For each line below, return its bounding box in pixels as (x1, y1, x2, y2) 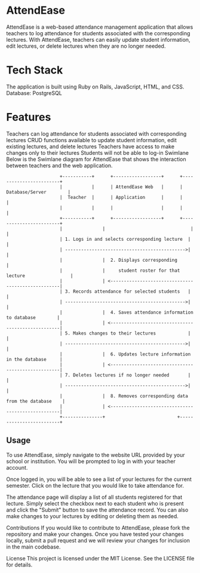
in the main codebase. (6, 543, 61, 550)
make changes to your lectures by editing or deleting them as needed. (6, 512, 179, 520)
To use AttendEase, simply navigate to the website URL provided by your (6, 451, 185, 458)
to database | (6, 314, 60, 320)
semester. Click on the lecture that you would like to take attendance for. (6, 482, 184, 489)
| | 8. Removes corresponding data (59, 393, 188, 399)
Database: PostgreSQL (6, 89, 63, 96)
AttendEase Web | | (115, 183, 183, 190)
